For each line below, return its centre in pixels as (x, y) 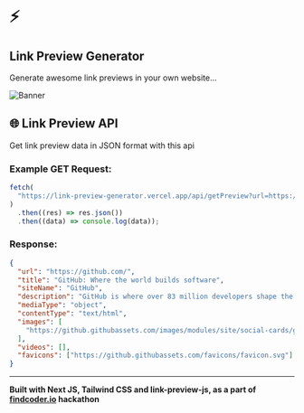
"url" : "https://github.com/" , (76, 271)
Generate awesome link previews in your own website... (113, 78)
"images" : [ (40, 322)
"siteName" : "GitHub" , (60, 288)
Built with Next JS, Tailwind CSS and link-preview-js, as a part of (133, 390)
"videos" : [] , (44, 347)
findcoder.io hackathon (54, 399)
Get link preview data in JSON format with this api (102, 145)
